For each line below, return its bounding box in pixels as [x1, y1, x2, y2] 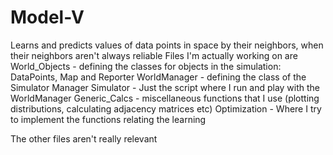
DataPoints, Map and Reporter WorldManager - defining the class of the [10, 71, 307, 83]
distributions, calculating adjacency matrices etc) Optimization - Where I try [10, 102, 322, 115]
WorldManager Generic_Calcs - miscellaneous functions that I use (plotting [10, 92, 320, 104]
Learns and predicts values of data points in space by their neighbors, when [10, 39, 324, 51]
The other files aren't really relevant [10, 132, 158, 145]
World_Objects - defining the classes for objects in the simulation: [10, 60, 282, 72]
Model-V [10, 6, 85, 29]
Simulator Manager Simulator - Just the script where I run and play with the [10, 81, 321, 93]
